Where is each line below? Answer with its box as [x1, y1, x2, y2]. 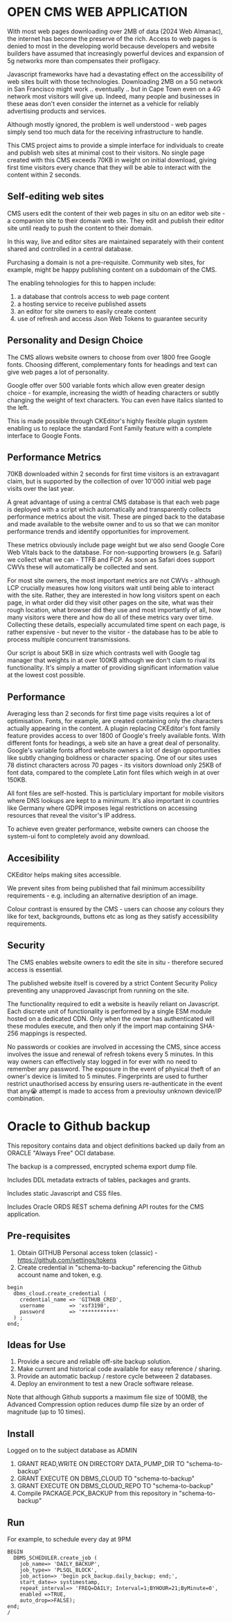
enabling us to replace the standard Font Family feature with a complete [7, 424, 213, 432]
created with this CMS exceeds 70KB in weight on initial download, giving [7, 155, 217, 164]
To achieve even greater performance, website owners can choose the [7, 825, 209, 833]
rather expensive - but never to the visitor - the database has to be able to [7, 628, 219, 637]
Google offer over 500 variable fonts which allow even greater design [7, 381, 206, 389]
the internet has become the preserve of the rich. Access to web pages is [7, 34, 217, 42]
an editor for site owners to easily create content [17, 307, 157, 316]
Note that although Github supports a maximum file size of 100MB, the [7, 1393, 208, 1401]
